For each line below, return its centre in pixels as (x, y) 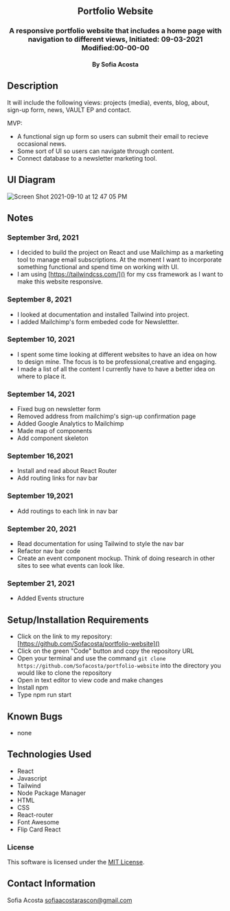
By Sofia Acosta (115, 64)
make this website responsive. (60, 281)
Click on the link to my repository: (65, 636)
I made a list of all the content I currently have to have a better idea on (116, 369)
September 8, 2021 (39, 299)
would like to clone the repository (64, 673)
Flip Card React (39, 829)
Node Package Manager (51, 793)
